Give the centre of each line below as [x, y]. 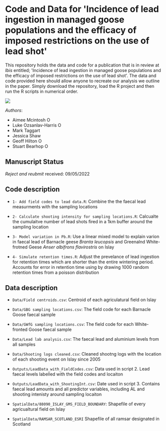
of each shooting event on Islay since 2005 [56, 359]
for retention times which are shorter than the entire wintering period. [83, 262]
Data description [31, 288]
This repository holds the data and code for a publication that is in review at [82, 65]
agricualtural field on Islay [39, 409]
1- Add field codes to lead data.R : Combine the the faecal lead [79, 201]
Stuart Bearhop [28, 146]
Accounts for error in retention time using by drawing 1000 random [81, 267]
